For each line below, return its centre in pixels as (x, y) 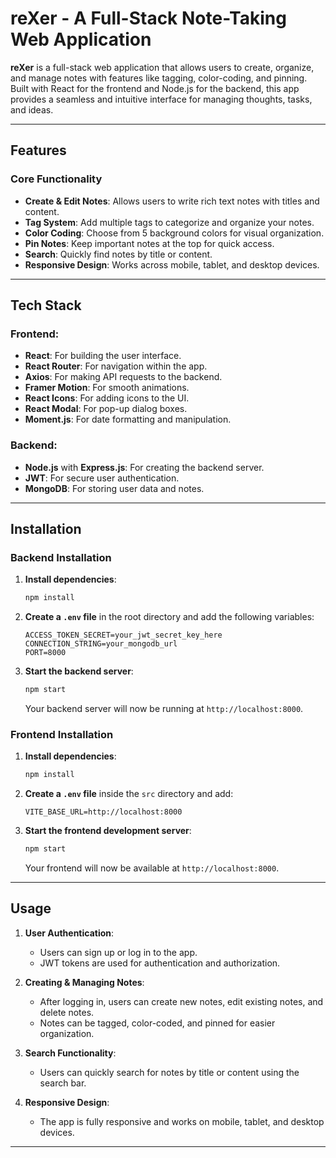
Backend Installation (61, 557)
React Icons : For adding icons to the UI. (107, 398)
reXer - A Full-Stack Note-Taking (148, 18)
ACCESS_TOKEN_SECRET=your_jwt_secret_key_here (123, 635)
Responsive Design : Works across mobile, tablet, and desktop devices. (172, 264)
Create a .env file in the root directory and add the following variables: (169, 617)
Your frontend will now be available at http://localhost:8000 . (152, 868)
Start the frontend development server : (108, 831)
